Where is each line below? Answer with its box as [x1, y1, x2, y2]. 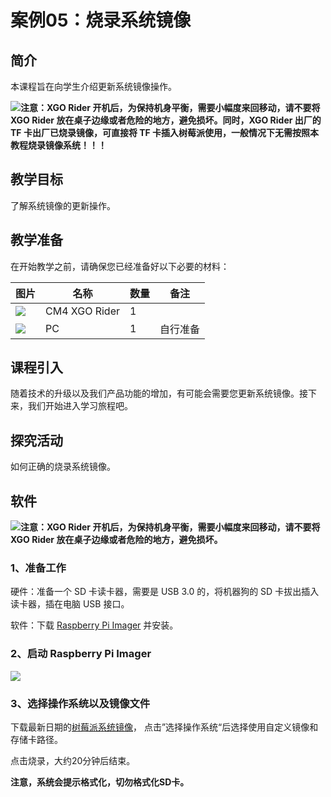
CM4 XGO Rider [45, 304, 120, 318]
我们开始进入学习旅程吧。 [27, 400, 133, 412]
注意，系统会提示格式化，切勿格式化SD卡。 [10, 776, 190, 788]
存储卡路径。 [10, 733, 63, 745]
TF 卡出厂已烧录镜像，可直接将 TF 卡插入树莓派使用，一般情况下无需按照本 [10, 127, 320, 138]
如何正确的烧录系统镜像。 [10, 461, 116, 473]
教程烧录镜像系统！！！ [10, 139, 107, 151]
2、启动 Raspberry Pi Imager [10, 647, 152, 661]
